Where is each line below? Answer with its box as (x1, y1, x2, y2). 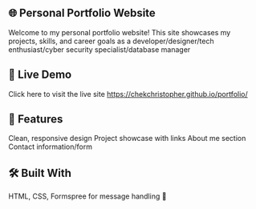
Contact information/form (8, 142, 92, 151)
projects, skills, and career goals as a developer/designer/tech (8, 36, 214, 46)
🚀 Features (8, 112, 63, 127)
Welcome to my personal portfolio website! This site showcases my (8, 27, 231, 37)
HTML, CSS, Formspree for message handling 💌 (8, 191, 167, 201)
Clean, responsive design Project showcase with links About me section (8, 134, 246, 143)
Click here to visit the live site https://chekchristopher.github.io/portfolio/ (8, 89, 249, 98)
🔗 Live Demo (8, 68, 72, 82)
